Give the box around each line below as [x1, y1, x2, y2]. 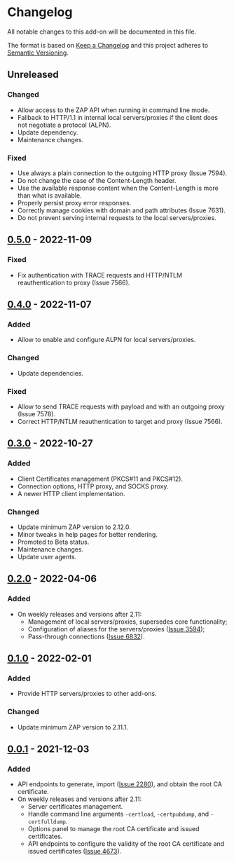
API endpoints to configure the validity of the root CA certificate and [27, 840, 225, 848]
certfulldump [27, 819, 67, 826]
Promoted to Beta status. [17, 538, 90, 546]
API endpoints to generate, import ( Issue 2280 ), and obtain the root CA [17, 780, 223, 788]
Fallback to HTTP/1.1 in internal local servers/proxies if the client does [17, 113, 219, 121]
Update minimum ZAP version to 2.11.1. [17, 723, 128, 731]
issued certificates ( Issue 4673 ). [27, 847, 122, 856]
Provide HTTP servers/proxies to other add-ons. [17, 690, 157, 698]
